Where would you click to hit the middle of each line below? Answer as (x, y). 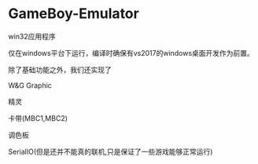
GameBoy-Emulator (74, 14)
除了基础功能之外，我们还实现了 (60, 69)
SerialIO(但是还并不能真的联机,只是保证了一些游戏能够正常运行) (111, 151)
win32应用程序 (32, 36)
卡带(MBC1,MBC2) (38, 118)
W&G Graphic (30, 85)
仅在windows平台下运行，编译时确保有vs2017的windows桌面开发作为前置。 (131, 53)
